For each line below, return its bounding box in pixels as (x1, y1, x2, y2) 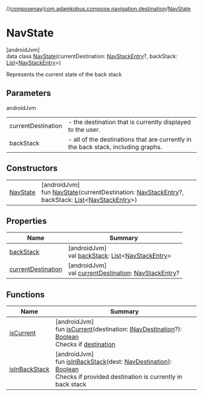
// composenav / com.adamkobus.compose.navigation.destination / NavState (6, 5, 192, 12)
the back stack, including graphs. (68, 142, 163, 151)
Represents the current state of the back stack (6, 71, 122, 78)
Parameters (6, 88, 51, 98)
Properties (6, 216, 47, 226)
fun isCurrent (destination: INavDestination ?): (55, 325, 182, 334)
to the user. (68, 125, 101, 133)
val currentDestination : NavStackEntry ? (68, 269, 180, 277)
